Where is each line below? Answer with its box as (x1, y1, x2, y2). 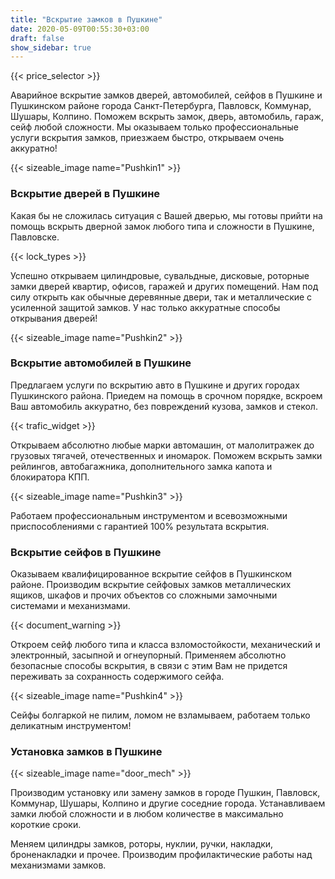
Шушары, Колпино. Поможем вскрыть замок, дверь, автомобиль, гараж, (10, 111, 324, 123)
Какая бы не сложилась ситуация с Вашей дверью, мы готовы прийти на (10, 209, 323, 221)
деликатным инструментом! (10, 720, 132, 732)
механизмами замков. (10, 859, 107, 871)
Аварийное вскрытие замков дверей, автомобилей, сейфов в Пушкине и (10, 89, 323, 101)
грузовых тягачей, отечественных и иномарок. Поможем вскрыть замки (10, 449, 323, 461)
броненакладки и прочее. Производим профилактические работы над (10, 849, 313, 861)
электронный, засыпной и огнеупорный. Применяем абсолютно (10, 649, 287, 661)
